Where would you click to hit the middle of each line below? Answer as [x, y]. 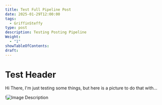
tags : [11, 19]
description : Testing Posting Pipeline [46, 32]
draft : [12, 50]
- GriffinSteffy [26, 23]
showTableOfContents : [27, 46]
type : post [16, 28]
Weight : [13, 37]
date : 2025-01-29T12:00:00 [33, 14]
